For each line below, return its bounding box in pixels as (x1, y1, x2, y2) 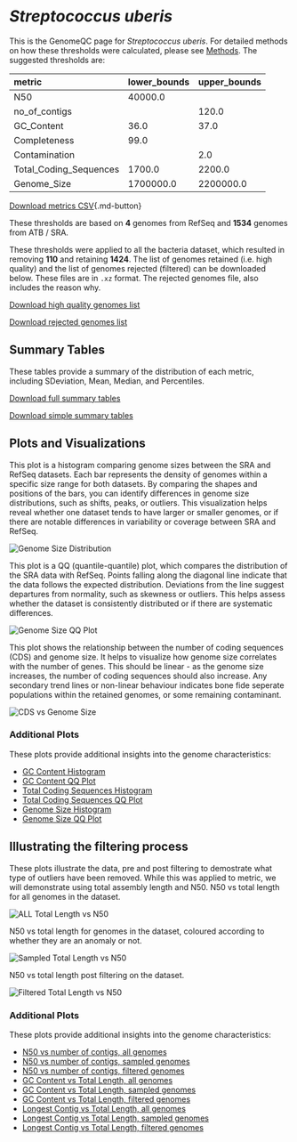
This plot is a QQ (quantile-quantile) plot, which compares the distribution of (9, 560, 288, 571)
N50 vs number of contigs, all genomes (21, 1046, 167, 1057)
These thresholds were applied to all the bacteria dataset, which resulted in (9, 244, 285, 255)
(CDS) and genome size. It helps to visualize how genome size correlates (9, 652, 277, 662)
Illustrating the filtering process (9, 839, 189, 854)
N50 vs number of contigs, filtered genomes (21, 1065, 185, 1076)
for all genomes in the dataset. (9, 891, 121, 902)
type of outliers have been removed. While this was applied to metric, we (9, 872, 277, 883)
